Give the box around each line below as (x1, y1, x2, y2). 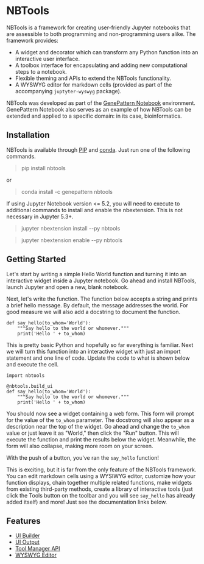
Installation (6, 130, 50, 140)
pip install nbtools (21, 164, 66, 171)
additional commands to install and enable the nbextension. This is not (6, 206, 183, 213)
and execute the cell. (6, 360, 59, 368)
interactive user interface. (15, 55, 80, 62)
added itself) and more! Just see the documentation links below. (6, 498, 167, 505)
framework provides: (6, 37, 59, 44)
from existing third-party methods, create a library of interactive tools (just (6, 485, 193, 493)
